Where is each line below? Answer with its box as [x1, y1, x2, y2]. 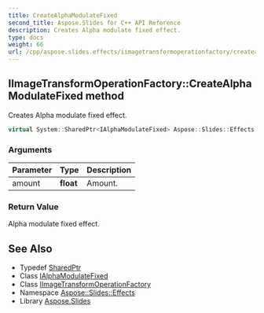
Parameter [12, 164, 53, 175]
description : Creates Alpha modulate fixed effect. [8, 26, 181, 34]
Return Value [8, 201, 59, 212]
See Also [8, 241, 53, 256]
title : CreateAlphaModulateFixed [8, 11, 118, 20]
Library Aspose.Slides [19, 296, 91, 306]
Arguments [8, 144, 53, 155]
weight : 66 [8, 41, 44, 49]
